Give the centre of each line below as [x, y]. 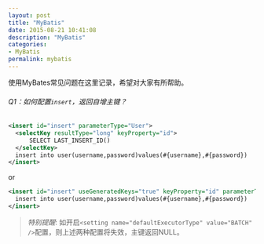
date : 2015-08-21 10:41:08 [52, 30]
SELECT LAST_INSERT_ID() [70, 140]
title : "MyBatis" [37, 23]
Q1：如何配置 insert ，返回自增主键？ [68, 102]
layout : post [29, 15]
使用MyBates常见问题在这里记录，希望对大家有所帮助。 [98, 82]
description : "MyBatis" [47, 37]
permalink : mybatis [40, 60]
